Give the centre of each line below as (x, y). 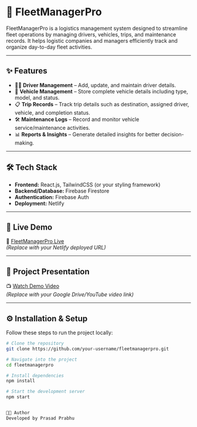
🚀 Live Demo (29, 227)
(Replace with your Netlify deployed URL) (56, 248)
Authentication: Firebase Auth (52, 197)
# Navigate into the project (42, 359)
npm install (21, 381)
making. (24, 143)
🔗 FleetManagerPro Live (35, 241)
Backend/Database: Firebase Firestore (62, 191)
